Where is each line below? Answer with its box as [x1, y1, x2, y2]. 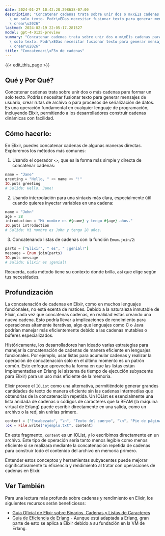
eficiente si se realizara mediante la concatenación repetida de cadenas [5, 443, 151, 448]
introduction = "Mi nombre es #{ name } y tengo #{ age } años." [5, 218, 133, 224]
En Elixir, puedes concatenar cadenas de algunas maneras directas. [5, 143, 142, 149]
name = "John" [5, 209, 34, 214]
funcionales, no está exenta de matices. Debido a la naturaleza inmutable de [5, 306, 160, 312]
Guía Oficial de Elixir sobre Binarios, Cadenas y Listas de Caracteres [12, 509, 151, 515]
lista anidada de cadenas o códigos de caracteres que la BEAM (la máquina [5, 399, 158, 405]
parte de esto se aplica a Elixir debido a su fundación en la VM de [12, 520, 145, 526]
